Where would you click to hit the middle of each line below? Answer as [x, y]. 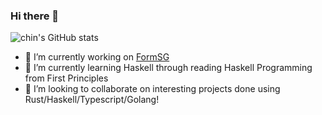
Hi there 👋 [35, 16]
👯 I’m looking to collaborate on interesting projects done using [152, 89]
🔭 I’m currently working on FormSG [97, 57]
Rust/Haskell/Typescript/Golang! [92, 100]
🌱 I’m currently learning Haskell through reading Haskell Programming [168, 68]
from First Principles [66, 78]
